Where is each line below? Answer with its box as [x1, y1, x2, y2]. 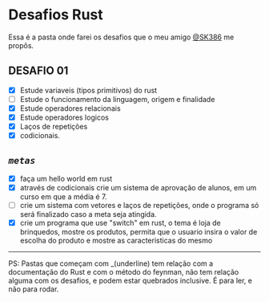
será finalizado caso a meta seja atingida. [19, 210, 158, 219]
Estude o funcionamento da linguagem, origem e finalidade [19, 94, 215, 104]
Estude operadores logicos [19, 112, 110, 122]
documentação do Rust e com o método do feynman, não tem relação [8, 267, 239, 277]
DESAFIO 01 [8, 64, 69, 78]
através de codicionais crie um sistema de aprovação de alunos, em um [19, 183, 257, 192]
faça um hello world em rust [19, 173, 113, 183]
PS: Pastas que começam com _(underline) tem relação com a [8, 259, 214, 268]
